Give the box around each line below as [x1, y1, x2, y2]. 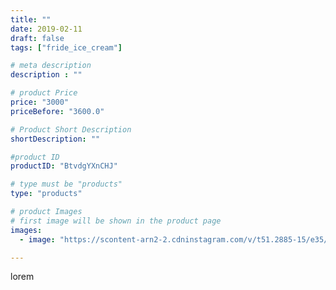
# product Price [10, 88, 78, 98]
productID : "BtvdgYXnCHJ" [10, 161, 118, 171]
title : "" [10, 14, 52, 25]
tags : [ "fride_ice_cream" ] [10, 42, 123, 53]
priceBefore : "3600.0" [10, 106, 105, 116]
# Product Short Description [10, 124, 132, 135]
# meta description [10, 61, 92, 71]
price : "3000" [10, 97, 70, 107]
